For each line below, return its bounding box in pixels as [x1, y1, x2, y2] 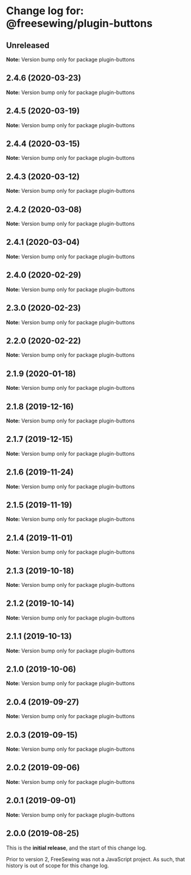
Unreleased [6, 40, 50, 50]
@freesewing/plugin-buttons [6, 17, 153, 30]
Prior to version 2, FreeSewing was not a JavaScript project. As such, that [6, 855, 185, 863]
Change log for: [6, 4, 84, 18]
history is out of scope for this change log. [6, 862, 109, 869]
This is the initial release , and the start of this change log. [6, 844, 147, 851]
